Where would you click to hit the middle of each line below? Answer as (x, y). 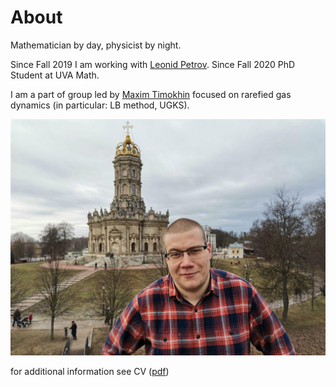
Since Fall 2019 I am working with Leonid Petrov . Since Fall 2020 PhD (153, 64)
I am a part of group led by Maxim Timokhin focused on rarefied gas (151, 94)
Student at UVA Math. (55, 75)
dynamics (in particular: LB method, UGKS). (100, 105)
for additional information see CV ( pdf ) (90, 371)
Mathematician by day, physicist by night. (96, 45)
